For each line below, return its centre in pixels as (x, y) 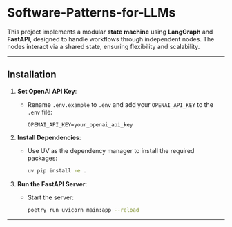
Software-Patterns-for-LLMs (91, 13)
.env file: (40, 112)
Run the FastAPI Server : (52, 184)
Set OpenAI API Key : (47, 91)
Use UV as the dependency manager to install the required (111, 150)
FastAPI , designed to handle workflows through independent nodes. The (111, 39)
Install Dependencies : (49, 137)
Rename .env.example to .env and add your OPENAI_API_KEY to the (120, 104)
